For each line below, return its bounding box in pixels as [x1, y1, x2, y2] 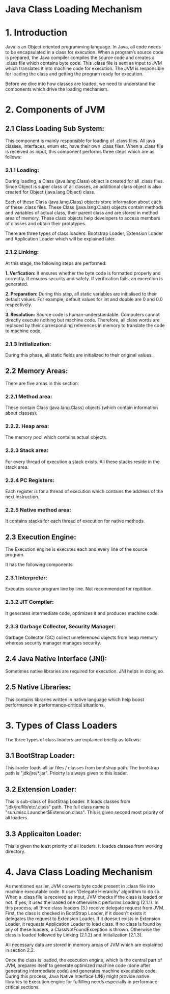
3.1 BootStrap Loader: [5, 751, 75, 760]
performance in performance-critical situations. [5, 702, 105, 708]
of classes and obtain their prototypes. [5, 221, 87, 227]
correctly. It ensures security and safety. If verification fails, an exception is [5, 275, 163, 281]
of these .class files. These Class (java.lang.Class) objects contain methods [5, 204, 164, 210]
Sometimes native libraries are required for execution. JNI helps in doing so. [5, 668, 164, 674]
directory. [5, 848, 25, 854]
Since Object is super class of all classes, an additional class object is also [5, 183, 161, 190]
